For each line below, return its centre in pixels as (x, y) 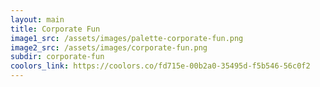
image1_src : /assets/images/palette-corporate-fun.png (127, 38)
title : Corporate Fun (55, 29)
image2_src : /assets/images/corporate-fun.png (109, 47)
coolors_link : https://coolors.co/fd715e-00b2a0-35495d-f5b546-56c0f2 (160, 66)
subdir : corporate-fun (57, 57)
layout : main (37, 19)
